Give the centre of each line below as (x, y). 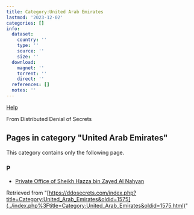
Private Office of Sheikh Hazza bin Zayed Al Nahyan (80, 181)
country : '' (32, 40)
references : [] (31, 85)
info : (13, 29)
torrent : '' (32, 73)
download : (24, 62)
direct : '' (31, 79)
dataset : (23, 34)
